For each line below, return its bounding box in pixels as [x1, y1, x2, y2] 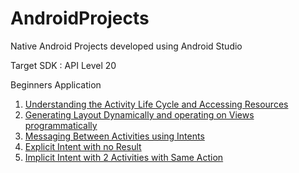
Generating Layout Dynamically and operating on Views [24, 108, 255, 121]
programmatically [24, 119, 98, 131]
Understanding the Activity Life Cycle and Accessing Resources [24, 98, 289, 110]
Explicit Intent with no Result [24, 140, 142, 152]
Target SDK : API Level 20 [10, 59, 117, 71]
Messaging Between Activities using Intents [24, 130, 205, 142]
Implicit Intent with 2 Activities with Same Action [24, 151, 224, 163]
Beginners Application [10, 78, 102, 91]
